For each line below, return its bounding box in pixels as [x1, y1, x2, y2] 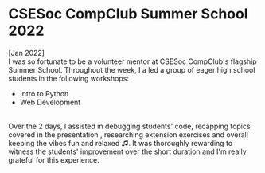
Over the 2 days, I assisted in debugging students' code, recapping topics [8, 121, 251, 131]
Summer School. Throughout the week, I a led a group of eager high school [8, 65, 255, 74]
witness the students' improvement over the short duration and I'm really [8, 147, 247, 156]
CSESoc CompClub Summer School [8, 5, 248, 23]
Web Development [19, 97, 81, 107]
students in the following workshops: [8, 73, 130, 83]
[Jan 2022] [8, 48, 45, 57]
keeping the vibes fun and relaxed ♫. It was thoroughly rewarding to [8, 138, 233, 147]
